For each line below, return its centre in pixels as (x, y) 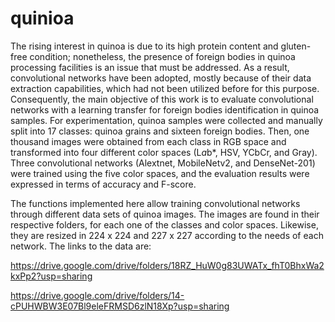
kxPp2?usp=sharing (51, 276)
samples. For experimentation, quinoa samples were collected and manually (166, 120)
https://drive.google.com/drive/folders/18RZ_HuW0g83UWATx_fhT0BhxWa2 (167, 265)
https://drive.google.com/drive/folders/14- (97, 295)
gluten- (296, 46)
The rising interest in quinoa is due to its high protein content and (144, 46)
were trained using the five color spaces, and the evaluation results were (160, 173)
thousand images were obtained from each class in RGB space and (148, 141)
